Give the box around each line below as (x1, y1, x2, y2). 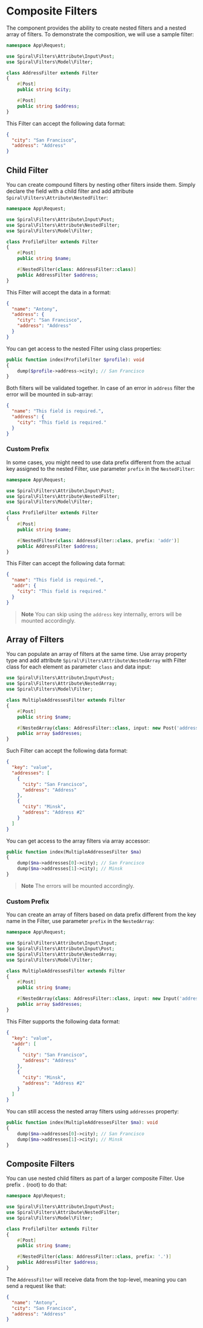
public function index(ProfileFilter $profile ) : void (6, 357, 145, 363)
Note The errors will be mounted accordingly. (21, 882, 135, 889)
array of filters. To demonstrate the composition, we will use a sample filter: (6, 30, 195, 37)
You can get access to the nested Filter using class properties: (6, 345, 162, 352)
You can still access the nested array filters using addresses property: (6, 1108, 179, 1115)
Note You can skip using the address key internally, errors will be (21, 611, 182, 618)
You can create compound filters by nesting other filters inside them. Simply (6, 181, 196, 188)
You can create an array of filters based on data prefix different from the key (6, 911, 196, 918)
